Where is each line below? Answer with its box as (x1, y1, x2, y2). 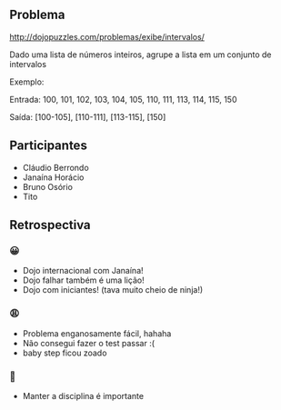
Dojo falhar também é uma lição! (22, 275, 145, 285)
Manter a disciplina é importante (22, 390, 144, 401)
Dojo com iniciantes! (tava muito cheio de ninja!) (22, 285, 204, 295)
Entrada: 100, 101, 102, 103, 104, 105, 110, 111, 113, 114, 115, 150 (9, 94, 237, 105)
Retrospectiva (9, 217, 91, 233)
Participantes (9, 138, 88, 154)
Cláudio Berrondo (22, 162, 89, 173)
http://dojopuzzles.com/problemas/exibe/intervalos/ (9, 31, 205, 42)
